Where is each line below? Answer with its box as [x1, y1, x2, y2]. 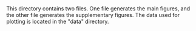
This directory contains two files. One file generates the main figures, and [6, 5, 191, 12]
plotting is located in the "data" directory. [6, 18, 109, 26]
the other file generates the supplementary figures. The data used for [6, 12, 180, 19]
